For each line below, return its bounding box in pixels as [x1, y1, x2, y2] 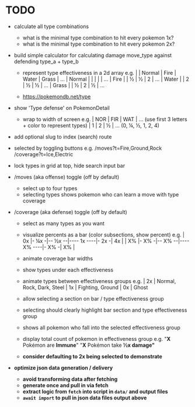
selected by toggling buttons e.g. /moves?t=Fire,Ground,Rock [13, 144, 162, 151]
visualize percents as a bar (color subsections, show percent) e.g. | [22, 231, 185, 238]
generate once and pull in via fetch [22, 381, 109, 389]
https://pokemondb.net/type [22, 93, 91, 100]
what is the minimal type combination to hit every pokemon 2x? [22, 40, 175, 47]
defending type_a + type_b [13, 58, 79, 65]
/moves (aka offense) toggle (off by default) [13, 173, 120, 180]
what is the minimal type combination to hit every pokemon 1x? [22, 34, 174, 41]
